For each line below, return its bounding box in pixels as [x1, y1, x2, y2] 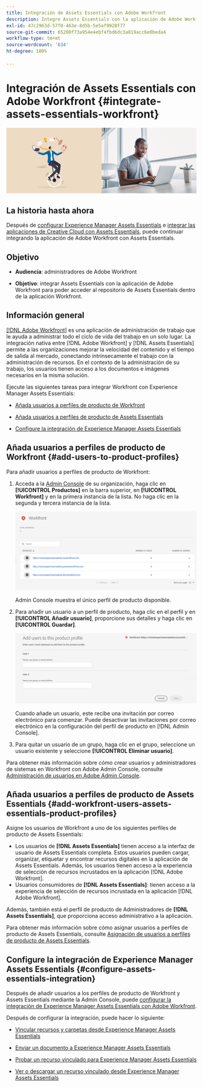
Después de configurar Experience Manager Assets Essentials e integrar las [6, 221, 196, 229]
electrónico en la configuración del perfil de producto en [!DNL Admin [14, 722, 189, 730]
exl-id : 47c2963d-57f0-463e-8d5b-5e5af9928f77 [6, 22, 126, 29]
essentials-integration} [6, 974, 96, 984]
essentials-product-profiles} [6, 808, 117, 818]
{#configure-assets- [76, 964, 156, 974]
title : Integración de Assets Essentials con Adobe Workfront [6, 10, 166, 16]
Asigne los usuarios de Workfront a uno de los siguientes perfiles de [6, 824, 176, 832]
